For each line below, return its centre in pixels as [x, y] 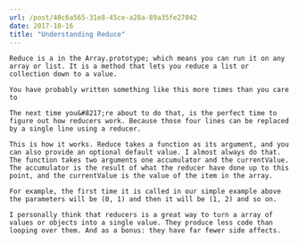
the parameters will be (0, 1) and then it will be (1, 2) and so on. [143, 199]
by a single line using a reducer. [75, 129]
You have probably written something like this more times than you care [149, 90]
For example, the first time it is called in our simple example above [145, 192]
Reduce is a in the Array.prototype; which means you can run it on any [147, 59]
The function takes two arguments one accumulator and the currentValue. [149, 160]
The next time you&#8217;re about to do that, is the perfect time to [143, 114]
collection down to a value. [63, 74]
